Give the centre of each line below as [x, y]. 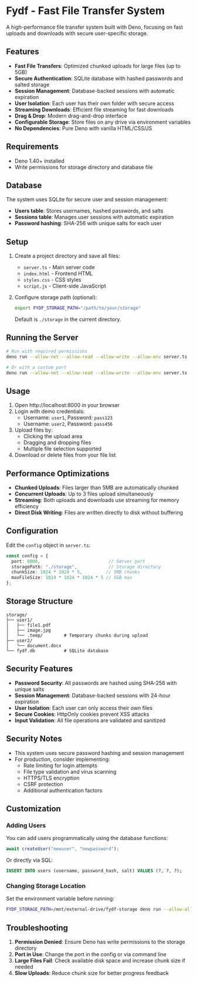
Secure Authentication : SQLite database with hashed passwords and [99, 78]
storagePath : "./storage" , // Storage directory [86, 567]
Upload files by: [33, 430]
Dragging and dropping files [57, 443]
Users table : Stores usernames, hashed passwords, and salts [89, 211]
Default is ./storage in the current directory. [68, 319]
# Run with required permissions [47, 351]
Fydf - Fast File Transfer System [86, 11]
